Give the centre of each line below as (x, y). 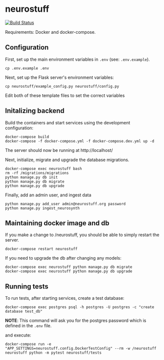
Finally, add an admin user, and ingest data (48, 195)
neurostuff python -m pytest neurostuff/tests (53, 353)
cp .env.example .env (27, 68)
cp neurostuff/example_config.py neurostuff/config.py (62, 86)
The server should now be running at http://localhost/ (59, 150)
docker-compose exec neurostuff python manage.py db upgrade (69, 271)
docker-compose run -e (28, 344)
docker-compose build (27, 137)
